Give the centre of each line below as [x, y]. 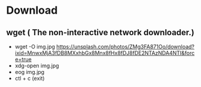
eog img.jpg [30, 72]
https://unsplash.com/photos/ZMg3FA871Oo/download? [126, 46]
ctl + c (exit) [30, 78]
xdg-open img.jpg [37, 66]
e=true [23, 59]
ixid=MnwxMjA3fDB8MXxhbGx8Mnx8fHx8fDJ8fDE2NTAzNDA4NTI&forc [105, 53]
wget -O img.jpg [35, 46]
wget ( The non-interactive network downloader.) [100, 32]
